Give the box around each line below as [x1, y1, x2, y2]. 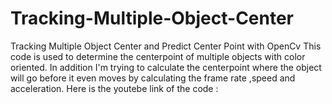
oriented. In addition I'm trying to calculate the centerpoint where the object [10, 61, 322, 73]
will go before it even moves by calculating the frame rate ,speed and [10, 72, 296, 84]
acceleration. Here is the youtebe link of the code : [10, 82, 219, 94]
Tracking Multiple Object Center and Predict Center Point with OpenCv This [10, 40, 322, 52]
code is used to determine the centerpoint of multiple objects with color [10, 50, 306, 62]
